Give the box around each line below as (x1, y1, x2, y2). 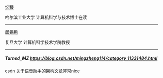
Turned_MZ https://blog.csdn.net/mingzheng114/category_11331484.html (5, 55, 158, 61)
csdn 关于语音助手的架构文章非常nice (5, 68, 80, 74)
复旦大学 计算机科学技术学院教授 (5, 39, 70, 45)
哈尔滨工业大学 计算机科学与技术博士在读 (5, 14, 87, 20)
